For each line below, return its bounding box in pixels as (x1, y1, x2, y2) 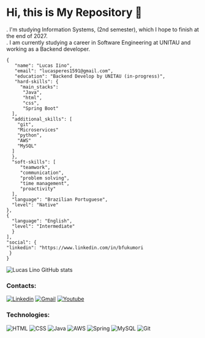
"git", (17, 121, 34, 127)
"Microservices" (17, 127, 59, 133)
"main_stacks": (20, 84, 59, 90)
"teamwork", (20, 164, 51, 170)
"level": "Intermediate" (12, 223, 75, 229)
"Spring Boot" (22, 105, 59, 111)
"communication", (20, 170, 64, 176)
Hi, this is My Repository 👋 (6, 6, 143, 20)
